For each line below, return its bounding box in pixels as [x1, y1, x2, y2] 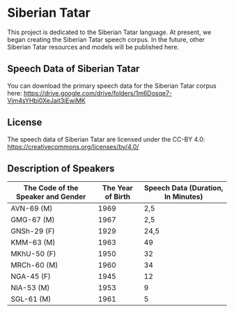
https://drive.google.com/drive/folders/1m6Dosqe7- [23, 89, 173, 97]
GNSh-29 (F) [10, 227, 56, 236]
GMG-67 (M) [10, 215, 55, 224]
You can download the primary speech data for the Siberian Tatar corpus [7, 82, 217, 90]
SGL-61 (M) [10, 294, 52, 304]
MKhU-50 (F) [10, 249, 56, 259]
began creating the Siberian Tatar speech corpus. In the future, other [7, 35, 205, 43]
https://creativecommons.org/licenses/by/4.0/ [7, 142, 139, 151]
